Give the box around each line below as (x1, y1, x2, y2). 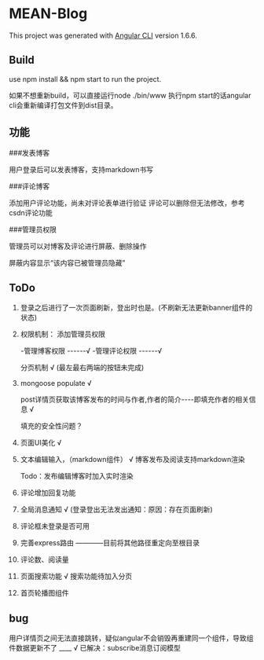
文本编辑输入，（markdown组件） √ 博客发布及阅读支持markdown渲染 (20, 455, 246, 464)
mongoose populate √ (20, 379, 93, 388)
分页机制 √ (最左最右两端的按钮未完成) (20, 363, 145, 372)
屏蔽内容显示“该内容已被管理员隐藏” (9, 258, 126, 267)
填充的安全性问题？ (20, 421, 83, 431)
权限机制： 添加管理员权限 (20, 329, 105, 339)
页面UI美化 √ (20, 438, 62, 448)
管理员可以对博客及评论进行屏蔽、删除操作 (9, 241, 147, 251)
